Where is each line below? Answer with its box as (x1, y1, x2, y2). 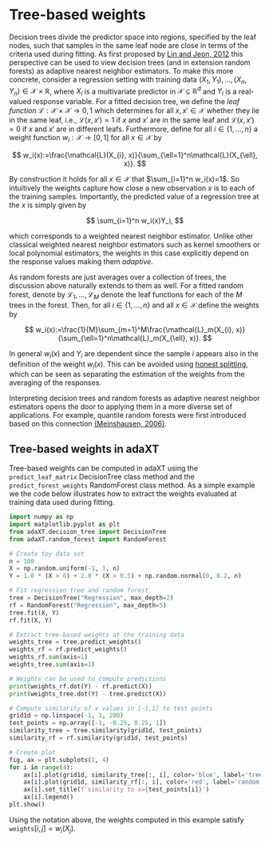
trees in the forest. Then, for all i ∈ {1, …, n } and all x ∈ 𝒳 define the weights (9, 300, 259, 310)
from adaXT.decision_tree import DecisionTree (9, 527, 167, 535)
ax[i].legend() (23, 793, 74, 801)
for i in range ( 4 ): (9, 763, 74, 772)
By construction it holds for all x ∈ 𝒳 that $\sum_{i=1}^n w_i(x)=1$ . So (9, 174, 240, 183)
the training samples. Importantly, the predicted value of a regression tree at (9, 191, 259, 201)
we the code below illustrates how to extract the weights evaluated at (9, 489, 238, 499)
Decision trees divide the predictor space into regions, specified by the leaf (9, 32, 257, 42)
